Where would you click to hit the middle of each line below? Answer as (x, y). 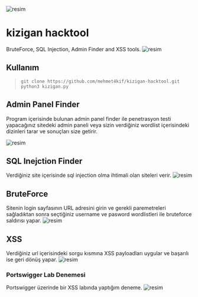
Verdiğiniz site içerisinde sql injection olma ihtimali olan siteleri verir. (89, 175)
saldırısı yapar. (24, 220)
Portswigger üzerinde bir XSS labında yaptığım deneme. (74, 288)
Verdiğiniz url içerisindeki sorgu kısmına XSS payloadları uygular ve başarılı (98, 253)
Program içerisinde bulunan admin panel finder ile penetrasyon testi (89, 118)
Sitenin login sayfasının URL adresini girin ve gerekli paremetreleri (86, 208)
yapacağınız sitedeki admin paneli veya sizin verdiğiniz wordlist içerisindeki (98, 125)
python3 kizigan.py (45, 86)
